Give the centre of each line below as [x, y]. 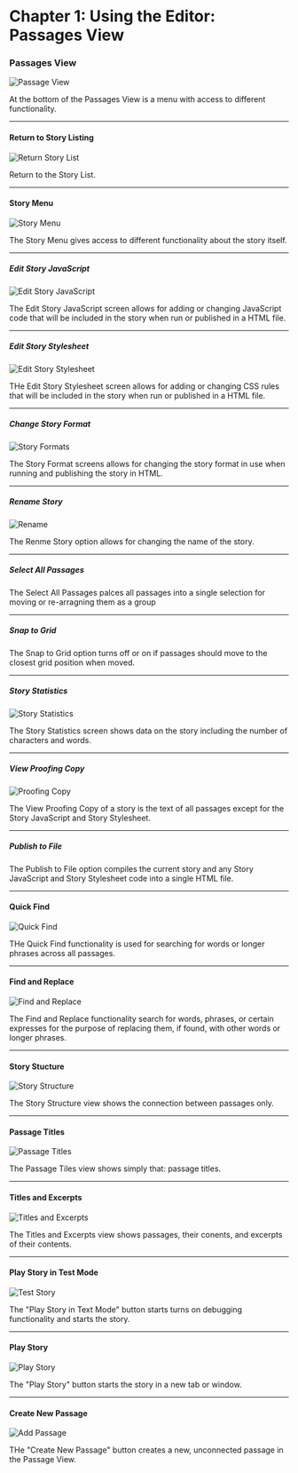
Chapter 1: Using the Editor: [112, 16]
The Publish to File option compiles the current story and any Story [132, 868]
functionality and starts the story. [70, 1319]
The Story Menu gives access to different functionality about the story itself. [148, 240]
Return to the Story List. [52, 174]
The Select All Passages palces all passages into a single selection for [137, 592]
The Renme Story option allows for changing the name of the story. [132, 541]
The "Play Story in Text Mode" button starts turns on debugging [125, 1309]
